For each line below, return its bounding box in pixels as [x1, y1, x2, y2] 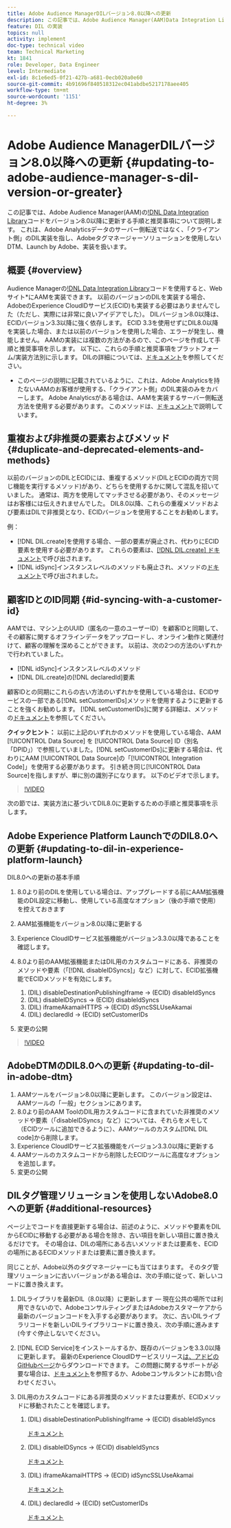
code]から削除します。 [16, 1133, 82, 1141]
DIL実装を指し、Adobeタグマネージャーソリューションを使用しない [30, 233, 221, 242]
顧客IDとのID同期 [7, 593, 80, 606]
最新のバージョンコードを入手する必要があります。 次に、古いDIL [16, 1312, 203, 1320]
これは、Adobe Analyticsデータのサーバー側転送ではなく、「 [20, 225, 190, 233]
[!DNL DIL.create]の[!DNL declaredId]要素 [16, 673, 135, 681]
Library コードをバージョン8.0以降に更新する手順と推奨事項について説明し [7, 216, 217, 224]
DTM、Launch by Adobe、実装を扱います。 [7, 242, 131, 251]
